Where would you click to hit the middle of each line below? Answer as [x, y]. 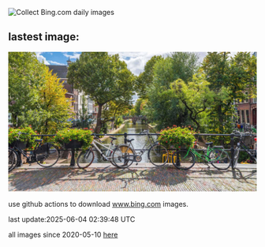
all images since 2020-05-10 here [63, 235]
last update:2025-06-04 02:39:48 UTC [72, 219]
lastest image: [44, 37]
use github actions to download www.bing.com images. [99, 204]
